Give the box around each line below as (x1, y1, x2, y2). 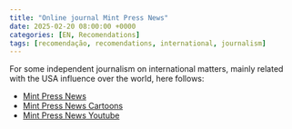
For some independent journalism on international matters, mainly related (9, 64, 284, 74)
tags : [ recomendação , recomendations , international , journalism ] (9, 38, 267, 48)
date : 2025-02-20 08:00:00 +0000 (9, 22, 136, 31)
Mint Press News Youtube (22, 110, 120, 121)
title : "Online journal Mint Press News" (9, 13, 169, 23)
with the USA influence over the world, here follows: (9, 74, 205, 84)
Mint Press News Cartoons (22, 101, 124, 112)
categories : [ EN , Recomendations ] (9, 30, 141, 39)
